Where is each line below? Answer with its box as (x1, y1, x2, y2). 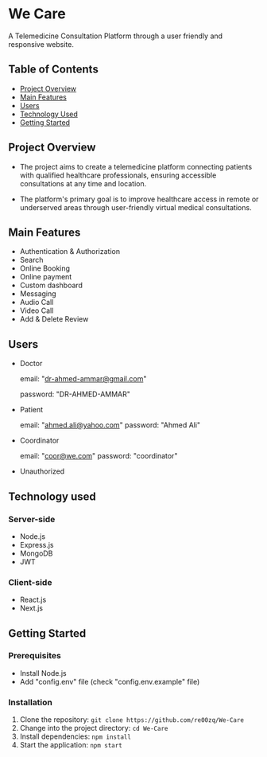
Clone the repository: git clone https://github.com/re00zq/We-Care (19, 715, 245, 724)
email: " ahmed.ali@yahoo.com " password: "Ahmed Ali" (19, 420, 201, 430)
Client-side (8, 576, 52, 587)
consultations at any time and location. (19, 178, 147, 188)
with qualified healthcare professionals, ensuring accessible (19, 170, 217, 180)
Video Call (19, 306, 54, 315)
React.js (19, 595, 47, 605)
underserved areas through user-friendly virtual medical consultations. (19, 202, 252, 212)
